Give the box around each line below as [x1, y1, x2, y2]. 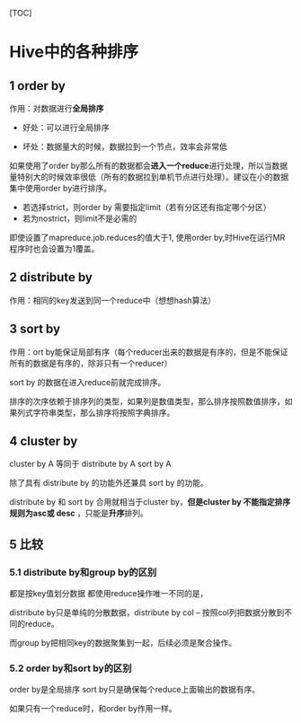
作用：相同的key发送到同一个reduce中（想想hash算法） [9, 295, 217, 305]
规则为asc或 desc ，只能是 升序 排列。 [9, 507, 148, 519]
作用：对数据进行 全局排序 [9, 103, 104, 113]
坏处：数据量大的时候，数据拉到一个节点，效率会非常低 [22, 141, 227, 152]
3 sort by [9, 322, 61, 337]
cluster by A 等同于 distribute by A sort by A [9, 458, 172, 470]
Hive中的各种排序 [9, 42, 139, 62]
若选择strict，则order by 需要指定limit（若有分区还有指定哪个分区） [22, 202, 271, 212]
